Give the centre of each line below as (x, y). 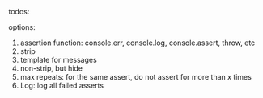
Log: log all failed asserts (62, 85)
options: (22, 27)
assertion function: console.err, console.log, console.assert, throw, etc (138, 43)
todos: (19, 12)
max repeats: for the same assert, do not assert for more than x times (136, 77)
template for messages (58, 60)
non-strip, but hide (51, 68)
